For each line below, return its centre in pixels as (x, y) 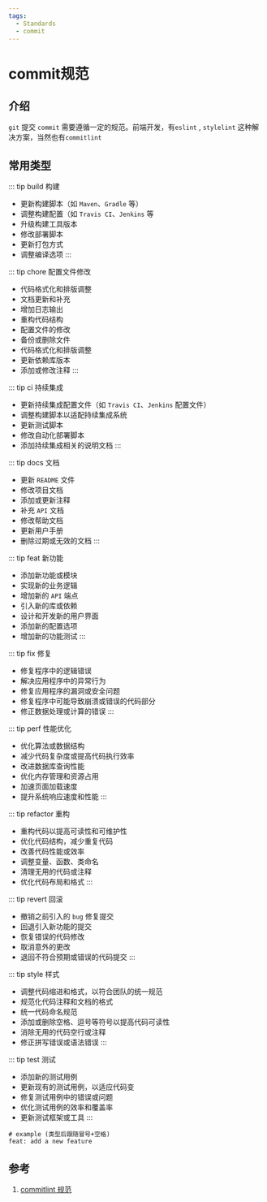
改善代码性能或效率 (52, 852)
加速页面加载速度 (49, 787)
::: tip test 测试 (32, 1060)
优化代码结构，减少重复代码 (67, 841)
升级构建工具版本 (49, 224)
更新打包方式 (41, 244)
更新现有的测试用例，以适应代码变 (77, 1087)
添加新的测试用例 (49, 1077)
